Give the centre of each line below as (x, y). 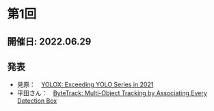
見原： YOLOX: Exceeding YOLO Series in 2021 (85, 85)
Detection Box (37, 101)
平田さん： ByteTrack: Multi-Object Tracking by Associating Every (112, 93)
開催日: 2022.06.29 (49, 41)
